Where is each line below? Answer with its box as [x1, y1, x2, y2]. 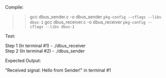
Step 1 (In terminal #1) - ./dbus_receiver [5, 43, 86, 49]
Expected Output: [5, 58, 41, 64]
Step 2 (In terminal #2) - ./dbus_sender [5, 48, 85, 54]
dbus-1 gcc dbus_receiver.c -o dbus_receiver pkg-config [29, 19, 146, 25]
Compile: [5, 4, 24, 10]
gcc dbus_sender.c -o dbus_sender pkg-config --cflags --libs [29, 14, 162, 19]
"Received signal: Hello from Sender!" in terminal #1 [5, 67, 111, 73]
